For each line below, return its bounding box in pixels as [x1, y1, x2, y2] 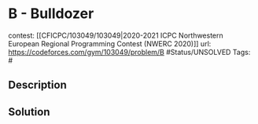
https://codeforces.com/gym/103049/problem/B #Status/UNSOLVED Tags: [8, 47, 251, 57]
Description [8, 78, 67, 92]
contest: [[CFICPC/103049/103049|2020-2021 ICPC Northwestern [8, 31, 224, 40]
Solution [8, 105, 50, 119]
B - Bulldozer [8, 5, 94, 23]
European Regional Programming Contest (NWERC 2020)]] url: [8, 38, 212, 48]
